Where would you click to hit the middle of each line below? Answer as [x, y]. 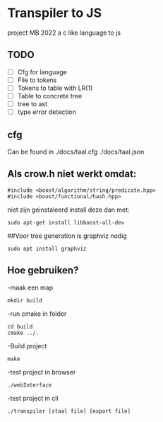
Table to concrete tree [50, 96]
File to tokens [37, 80]
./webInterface [30, 385]
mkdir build [25, 300]
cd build [20, 326]
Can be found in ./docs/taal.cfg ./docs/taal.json [76, 152]
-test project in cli [33, 398]
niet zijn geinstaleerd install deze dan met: [68, 210]
